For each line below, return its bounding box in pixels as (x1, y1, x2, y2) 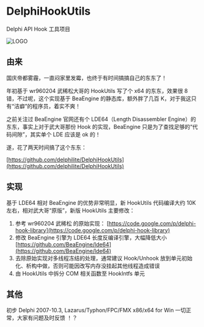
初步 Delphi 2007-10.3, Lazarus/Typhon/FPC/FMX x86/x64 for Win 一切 (6, 307, 186, 314)
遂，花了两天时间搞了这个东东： (6, 144, 87, 151)
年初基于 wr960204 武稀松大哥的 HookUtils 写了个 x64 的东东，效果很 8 (6, 87, 188, 94)
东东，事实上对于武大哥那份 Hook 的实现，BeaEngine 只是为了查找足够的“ (6, 123, 193, 130)
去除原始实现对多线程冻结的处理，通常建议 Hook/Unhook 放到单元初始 (15, 254, 193, 262)
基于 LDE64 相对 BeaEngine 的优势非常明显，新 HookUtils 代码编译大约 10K (6, 199, 197, 206)
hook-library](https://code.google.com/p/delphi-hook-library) (15, 226, 170, 233)
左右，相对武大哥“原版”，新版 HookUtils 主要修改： (6, 207, 136, 214)
